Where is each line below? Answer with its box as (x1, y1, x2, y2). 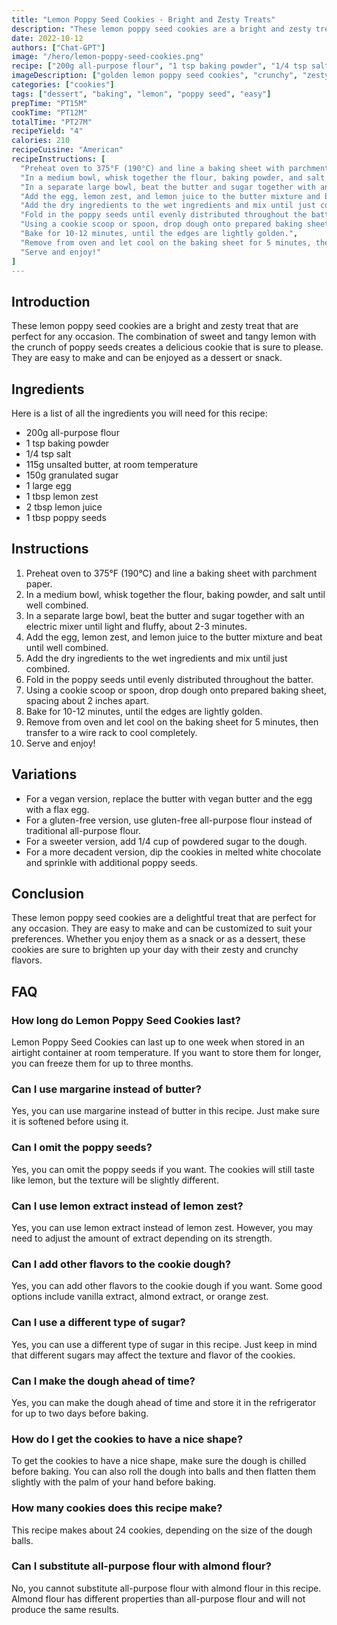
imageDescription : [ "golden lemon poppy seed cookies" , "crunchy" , (11, 71, 299, 81)
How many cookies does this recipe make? (11, 1501, 223, 1515)
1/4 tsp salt (25, 448, 72, 460)
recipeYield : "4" (11, 126, 84, 136)
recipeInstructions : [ (11, 154, 106, 164)
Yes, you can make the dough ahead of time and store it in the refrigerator (11, 1396, 317, 1408)
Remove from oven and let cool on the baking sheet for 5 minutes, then (25, 716, 319, 728)
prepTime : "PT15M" (11, 98, 88, 108)
